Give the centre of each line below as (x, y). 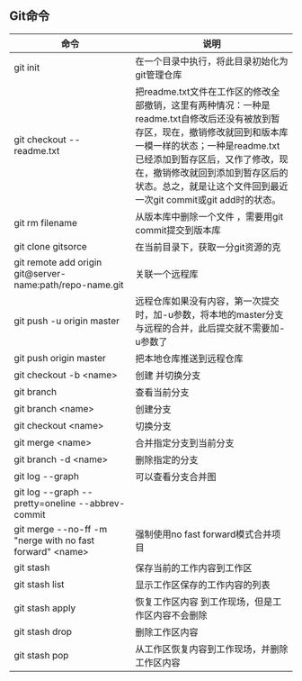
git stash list (39, 584)
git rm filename (46, 222)
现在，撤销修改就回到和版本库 (226, 132)
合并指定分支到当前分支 (185, 442)
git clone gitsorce (50, 246)
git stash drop (43, 631)
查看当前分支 (163, 392)
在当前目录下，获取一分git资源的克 (208, 247)
